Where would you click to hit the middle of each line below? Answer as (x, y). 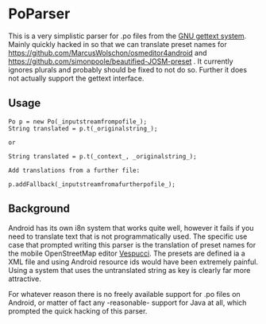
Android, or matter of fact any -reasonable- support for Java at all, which (127, 303)
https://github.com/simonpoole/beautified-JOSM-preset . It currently (121, 61)
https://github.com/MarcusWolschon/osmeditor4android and (108, 53)
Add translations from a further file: (74, 170)
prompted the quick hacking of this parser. (78, 310)
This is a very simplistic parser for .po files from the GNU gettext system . (127, 36)
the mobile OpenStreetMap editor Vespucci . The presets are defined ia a (127, 253)
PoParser (39, 14)
